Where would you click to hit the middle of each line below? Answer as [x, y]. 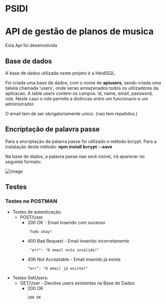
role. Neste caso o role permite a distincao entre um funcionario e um [77, 98]
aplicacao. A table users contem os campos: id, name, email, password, [79, 93]
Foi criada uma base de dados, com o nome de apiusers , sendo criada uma [83, 82]
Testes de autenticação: [37, 212]
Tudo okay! [41, 232]
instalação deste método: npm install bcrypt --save [59, 147]
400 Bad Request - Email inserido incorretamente [78, 241]
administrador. [20, 104]
